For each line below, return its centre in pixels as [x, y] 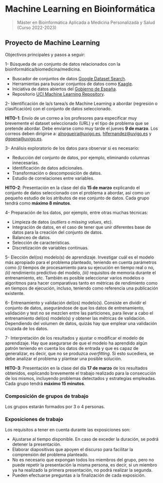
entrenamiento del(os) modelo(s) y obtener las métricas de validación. [75, 318]
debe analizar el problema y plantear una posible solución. [64, 359]
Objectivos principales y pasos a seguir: [45, 54]
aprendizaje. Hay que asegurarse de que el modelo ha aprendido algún [76, 343]
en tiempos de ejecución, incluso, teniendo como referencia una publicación [81, 288]
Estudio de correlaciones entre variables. [53, 178]
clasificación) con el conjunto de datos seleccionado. [58, 108]
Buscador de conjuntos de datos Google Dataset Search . [69, 78]
